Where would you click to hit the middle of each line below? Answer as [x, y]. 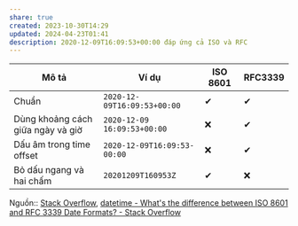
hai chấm [33, 181]
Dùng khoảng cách [53, 119]
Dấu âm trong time [52, 144]
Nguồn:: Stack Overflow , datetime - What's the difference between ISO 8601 [149, 203]
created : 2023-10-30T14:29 [59, 26]
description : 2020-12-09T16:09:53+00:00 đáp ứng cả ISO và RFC [129, 42]
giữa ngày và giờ [48, 130]
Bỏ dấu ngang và [49, 170]
